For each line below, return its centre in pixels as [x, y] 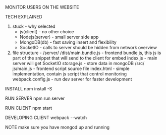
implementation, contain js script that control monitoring [70, 74]
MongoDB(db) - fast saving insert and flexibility [68, 42]
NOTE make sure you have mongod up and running [57, 127]
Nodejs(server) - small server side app [59, 37]
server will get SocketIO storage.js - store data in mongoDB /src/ [78, 63]
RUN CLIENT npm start [28, 108]
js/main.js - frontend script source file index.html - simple [71, 68]
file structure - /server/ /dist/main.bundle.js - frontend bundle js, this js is [86, 53]
